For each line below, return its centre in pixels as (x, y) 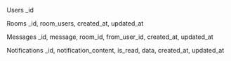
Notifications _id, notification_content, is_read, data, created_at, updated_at (115, 50)
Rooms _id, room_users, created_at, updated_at (75, 23)
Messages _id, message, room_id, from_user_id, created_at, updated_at (110, 37)
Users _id (20, 10)
